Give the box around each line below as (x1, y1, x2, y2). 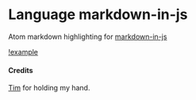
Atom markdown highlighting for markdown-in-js (8, 32, 167, 41)
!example (8, 47, 38, 56)
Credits (8, 65, 33, 75)
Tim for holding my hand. (8, 83, 90, 93)
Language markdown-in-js (8, 6, 188, 24)
